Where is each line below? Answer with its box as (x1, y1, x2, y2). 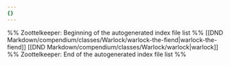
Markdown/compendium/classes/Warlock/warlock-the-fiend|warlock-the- (7, 35, 218, 44)
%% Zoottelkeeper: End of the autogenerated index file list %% (7, 50, 187, 58)
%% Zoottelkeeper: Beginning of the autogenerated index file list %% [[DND (7, 28, 223, 37)
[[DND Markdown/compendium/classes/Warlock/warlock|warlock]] (27, 43, 218, 51)
